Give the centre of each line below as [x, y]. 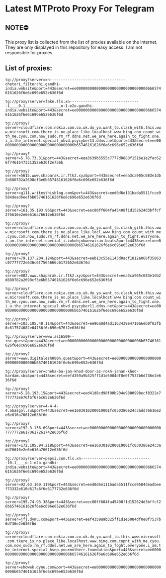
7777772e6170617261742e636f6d [37, 432]
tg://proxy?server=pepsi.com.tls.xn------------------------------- [78, 458]
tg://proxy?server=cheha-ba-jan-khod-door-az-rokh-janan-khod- [72, 371]
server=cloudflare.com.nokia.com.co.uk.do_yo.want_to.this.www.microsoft [83, 537]
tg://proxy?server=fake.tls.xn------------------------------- [72, 101]
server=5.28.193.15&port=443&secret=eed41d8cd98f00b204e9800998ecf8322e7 [83, 393]
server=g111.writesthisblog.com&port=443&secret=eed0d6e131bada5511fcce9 [83, 193]
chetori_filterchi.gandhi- [33, 84]
